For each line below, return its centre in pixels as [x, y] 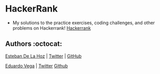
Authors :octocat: [34, 44]
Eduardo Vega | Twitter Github [37, 65]
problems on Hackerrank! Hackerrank [51, 28]
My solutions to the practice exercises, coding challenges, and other [84, 23]
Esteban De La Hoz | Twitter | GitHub [43, 56]
